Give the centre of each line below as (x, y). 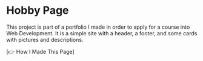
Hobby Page (38, 10)
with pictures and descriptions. (45, 39)
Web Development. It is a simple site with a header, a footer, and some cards (102, 33)
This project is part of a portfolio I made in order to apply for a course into (98, 27)
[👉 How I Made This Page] (40, 51)
